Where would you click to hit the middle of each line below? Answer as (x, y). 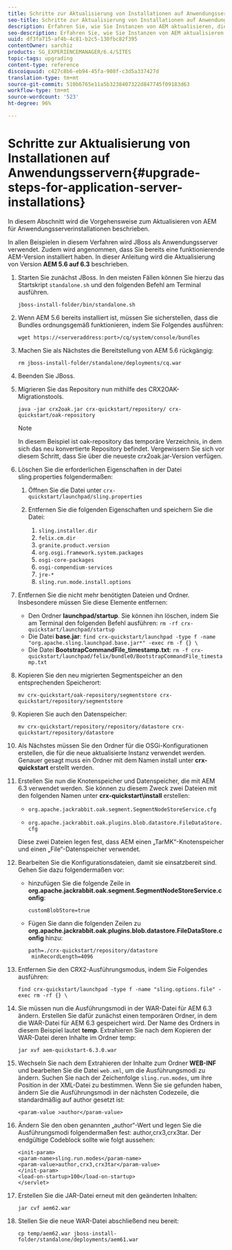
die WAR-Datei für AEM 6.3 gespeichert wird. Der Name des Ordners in (119, 1023)
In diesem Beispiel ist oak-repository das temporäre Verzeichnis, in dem (120, 441)
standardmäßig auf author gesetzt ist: (71, 1100)
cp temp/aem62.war (44, 1233)
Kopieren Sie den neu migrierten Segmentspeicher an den (100, 675)
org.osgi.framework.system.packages (91, 553)
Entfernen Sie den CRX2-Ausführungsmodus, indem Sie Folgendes (113, 969)
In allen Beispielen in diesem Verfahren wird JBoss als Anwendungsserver (113, 242)
